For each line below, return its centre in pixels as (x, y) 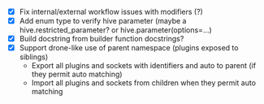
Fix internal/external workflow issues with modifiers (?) (111, 12)
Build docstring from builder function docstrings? (102, 39)
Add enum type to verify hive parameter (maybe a (103, 21)
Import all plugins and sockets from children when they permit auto (144, 83)
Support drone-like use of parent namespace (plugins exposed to (129, 48)
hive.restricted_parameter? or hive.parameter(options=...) (115, 30)
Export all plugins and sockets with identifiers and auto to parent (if (144, 66)
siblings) (34, 57)
